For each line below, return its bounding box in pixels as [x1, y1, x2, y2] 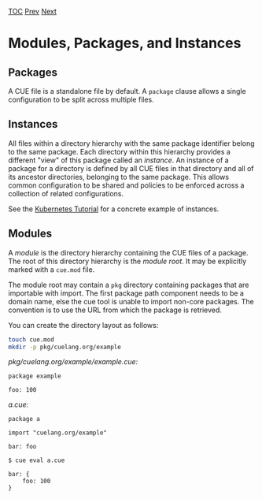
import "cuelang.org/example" [8, 429, 108, 437]
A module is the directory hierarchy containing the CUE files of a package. [8, 248, 249, 257]
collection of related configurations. [8, 188, 124, 198]
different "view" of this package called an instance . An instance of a [8, 155, 230, 165]
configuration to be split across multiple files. [8, 95, 155, 104]
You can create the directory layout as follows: [8, 320, 159, 330]
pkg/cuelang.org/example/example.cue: [8, 357, 138, 367]
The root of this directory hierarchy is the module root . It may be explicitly [8, 256, 247, 266]
